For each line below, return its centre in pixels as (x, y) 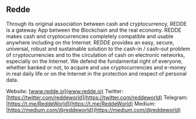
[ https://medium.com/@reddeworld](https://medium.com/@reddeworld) (94, 110)
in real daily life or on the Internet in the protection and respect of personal (97, 73)
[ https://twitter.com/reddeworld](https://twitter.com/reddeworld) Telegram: (97, 97)
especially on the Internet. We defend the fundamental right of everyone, (94, 61)
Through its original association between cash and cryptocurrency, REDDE (97, 23)
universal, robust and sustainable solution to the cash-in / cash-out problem (98, 49)
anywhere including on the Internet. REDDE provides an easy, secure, (90, 42)
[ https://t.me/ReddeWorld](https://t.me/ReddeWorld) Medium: (81, 103)
